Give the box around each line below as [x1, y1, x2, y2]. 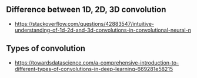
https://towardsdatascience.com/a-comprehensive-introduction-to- [14, 59, 179, 66]
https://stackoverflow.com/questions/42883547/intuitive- [14, 20, 155, 27]
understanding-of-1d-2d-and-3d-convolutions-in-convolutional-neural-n [14, 26, 191, 33]
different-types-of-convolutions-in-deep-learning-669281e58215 [14, 65, 173, 72]
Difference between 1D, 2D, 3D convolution [6, 5, 166, 15]
